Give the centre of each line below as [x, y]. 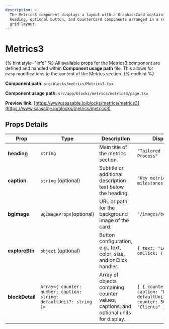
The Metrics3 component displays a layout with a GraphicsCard [77, 15]
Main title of [113, 147]
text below [112, 187]
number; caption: [61, 292]
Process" [148, 156]
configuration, [116, 241]
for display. [112, 319]
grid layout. [23, 24]
